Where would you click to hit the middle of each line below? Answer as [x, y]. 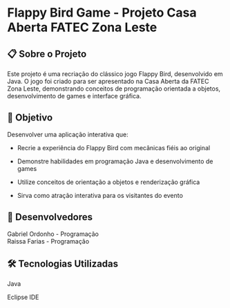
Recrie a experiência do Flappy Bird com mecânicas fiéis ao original [114, 147]
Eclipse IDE [23, 297]
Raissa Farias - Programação [48, 241]
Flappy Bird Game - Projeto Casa [102, 13]
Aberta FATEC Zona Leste [82, 27]
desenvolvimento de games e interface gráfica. [74, 96]
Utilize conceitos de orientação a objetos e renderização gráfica [108, 182]
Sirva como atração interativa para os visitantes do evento [100, 195]
